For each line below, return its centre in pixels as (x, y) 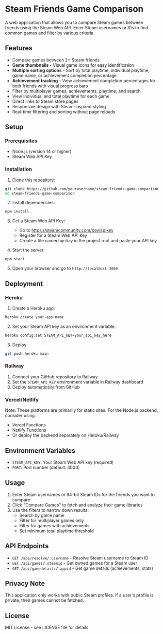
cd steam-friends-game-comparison (40, 193)
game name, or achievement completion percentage (64, 75)
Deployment (24, 284)
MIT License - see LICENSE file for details (47, 628)
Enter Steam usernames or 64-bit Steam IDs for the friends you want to (83, 494)
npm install (17, 211)
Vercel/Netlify (22, 400)
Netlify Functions (29, 430)
